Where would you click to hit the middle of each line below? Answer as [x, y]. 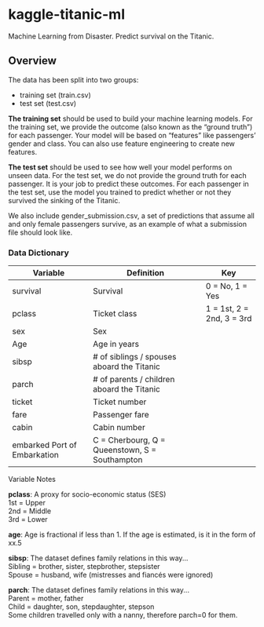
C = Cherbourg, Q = [129, 440]
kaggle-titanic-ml [67, 15]
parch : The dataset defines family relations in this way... [99, 590]
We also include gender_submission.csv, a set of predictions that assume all [132, 215]
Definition [146, 273]
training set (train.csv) [55, 95]
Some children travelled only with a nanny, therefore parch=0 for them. [123, 615]
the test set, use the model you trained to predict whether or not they [120, 192]
